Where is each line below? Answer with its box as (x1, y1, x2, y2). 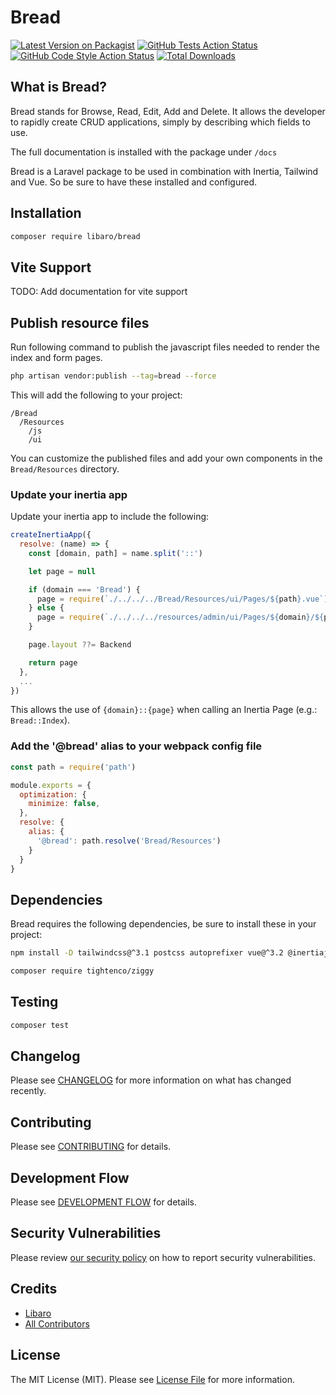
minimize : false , (28, 799, 101, 809)
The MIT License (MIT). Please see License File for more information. (10, 1373, 295, 1385)
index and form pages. (10, 352, 103, 364)
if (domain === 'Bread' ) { (28, 584, 141, 595)
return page (28, 657, 78, 668)
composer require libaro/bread (10, 231, 141, 241)
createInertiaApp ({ (10, 530, 92, 540)
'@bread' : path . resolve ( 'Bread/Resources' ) (36, 836, 222, 846)
